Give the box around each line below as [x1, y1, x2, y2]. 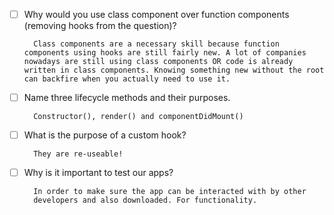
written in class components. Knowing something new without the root [23, 65, 325, 76]
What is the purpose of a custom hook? [23, 129, 187, 141]
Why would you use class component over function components [23, 9, 290, 20]
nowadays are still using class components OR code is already [23, 57, 294, 67]
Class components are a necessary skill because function [33, 39, 280, 49]
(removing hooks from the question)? [23, 20, 177, 32]
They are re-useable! [33, 149, 124, 159]
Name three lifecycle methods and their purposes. [23, 92, 231, 104]
